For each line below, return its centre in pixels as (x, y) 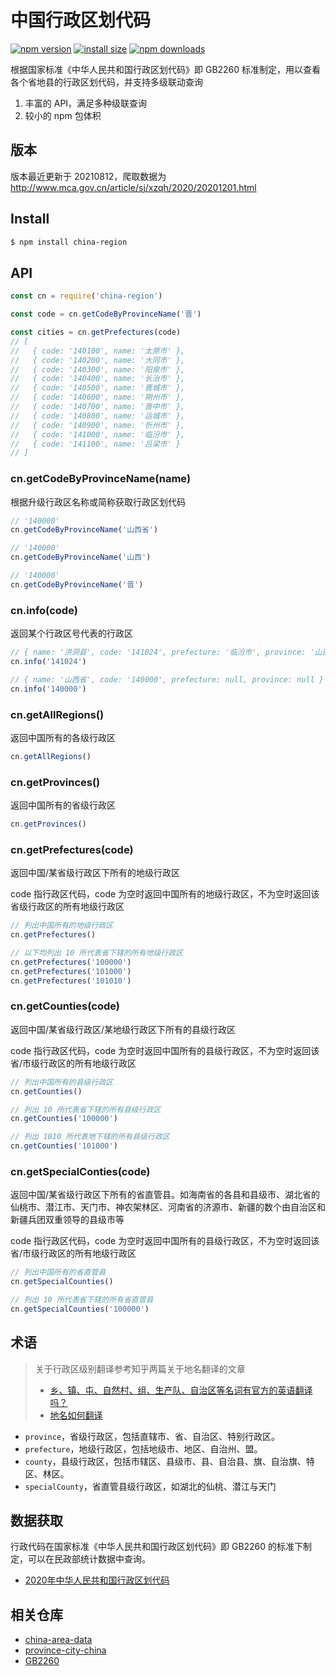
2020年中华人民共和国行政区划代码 (97, 1580)
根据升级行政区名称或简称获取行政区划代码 (98, 502)
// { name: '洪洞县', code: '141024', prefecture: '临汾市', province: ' (162, 652)
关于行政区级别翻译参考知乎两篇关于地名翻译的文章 (140, 1368)
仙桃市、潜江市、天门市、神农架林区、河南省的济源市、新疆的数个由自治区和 (168, 1207)
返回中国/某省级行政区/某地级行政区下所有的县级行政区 (123, 1029)
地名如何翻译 (76, 1415)
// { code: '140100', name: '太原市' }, (98, 351)
